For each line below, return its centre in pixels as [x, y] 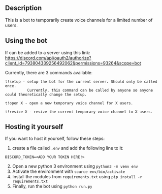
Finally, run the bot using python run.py [52, 186]
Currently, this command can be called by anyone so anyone [90, 90]
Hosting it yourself [34, 127]
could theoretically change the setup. [46, 95]
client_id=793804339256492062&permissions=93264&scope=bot [73, 63]
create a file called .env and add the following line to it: [68, 148]
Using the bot [26, 41]
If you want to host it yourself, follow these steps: [55, 139]
